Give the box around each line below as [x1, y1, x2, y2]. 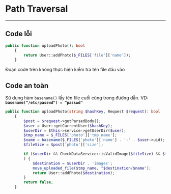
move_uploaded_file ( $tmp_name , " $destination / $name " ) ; [32, 165, 152, 171]
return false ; [23, 180, 53, 185]
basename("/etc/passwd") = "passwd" [5, 100, 83, 105]
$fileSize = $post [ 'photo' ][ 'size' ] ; [23, 142, 103, 148]
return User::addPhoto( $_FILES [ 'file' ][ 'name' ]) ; [23, 52, 131, 58]
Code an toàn [5, 81, 49, 90]
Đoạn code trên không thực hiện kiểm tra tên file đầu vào [5, 67, 125, 73]
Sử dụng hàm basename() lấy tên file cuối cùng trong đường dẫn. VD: [5, 95, 149, 101]
